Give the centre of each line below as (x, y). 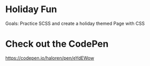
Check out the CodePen (57, 44)
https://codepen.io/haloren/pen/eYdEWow (50, 58)
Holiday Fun (31, 9)
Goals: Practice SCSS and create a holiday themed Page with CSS (75, 23)
